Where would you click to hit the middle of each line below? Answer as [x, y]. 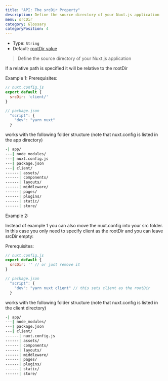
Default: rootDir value [35, 49]
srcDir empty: [19, 236]
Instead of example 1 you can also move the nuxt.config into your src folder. [84, 225]
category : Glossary [26, 24]
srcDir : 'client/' [29, 97]
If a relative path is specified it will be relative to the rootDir [67, 68]
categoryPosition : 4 [27, 29]
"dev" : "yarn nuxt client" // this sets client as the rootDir [82, 288]
